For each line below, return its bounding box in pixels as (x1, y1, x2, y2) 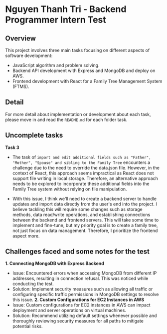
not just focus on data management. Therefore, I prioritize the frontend (12, 227, 158, 233)
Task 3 (5, 144, 19, 150)
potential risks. (12, 323, 43, 329)
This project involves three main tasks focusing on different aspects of (5, 47, 150, 53)
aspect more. (12, 232, 40, 238)
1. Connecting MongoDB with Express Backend (5, 260, 105, 266)
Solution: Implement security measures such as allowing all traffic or (12, 286, 153, 292)
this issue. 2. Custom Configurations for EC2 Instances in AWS (12, 296, 145, 303)
